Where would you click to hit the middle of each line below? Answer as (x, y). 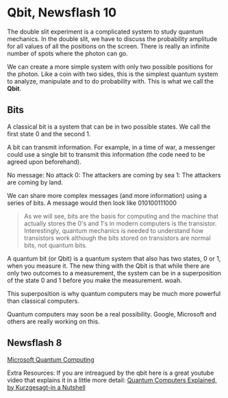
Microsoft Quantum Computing (51, 359)
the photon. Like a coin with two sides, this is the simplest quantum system (113, 74)
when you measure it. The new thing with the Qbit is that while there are (109, 266)
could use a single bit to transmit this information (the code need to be (106, 154)
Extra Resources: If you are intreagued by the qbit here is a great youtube (111, 373)
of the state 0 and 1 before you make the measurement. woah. (95, 280)
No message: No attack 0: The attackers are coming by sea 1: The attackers (114, 175)
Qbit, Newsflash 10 (62, 13)
